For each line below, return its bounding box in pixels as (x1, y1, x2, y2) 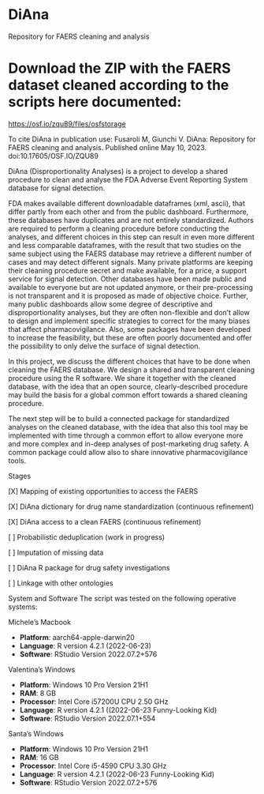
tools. (8, 456, 27, 465)
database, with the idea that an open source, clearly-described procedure (8, 382, 248, 391)
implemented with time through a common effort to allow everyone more (8, 431, 244, 440)
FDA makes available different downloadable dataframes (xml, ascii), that (8, 198, 246, 208)
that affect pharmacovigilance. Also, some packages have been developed (8, 324, 251, 333)
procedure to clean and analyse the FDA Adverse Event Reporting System (8, 175, 248, 184)
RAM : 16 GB (19, 752, 59, 762)
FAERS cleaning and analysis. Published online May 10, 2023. (8, 142, 207, 152)
